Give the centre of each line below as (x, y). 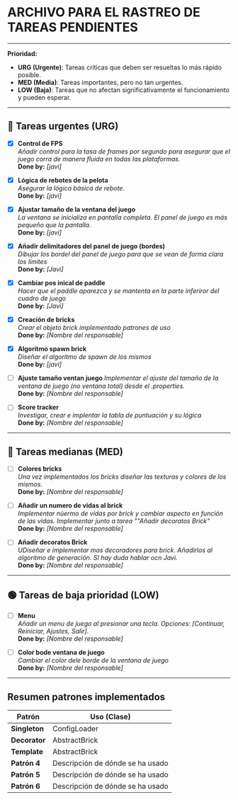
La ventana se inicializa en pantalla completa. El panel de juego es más (123, 217)
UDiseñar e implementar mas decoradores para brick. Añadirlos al (115, 550)
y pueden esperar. (44, 97)
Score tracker (38, 407)
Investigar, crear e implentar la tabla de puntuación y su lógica (109, 416)
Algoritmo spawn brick (52, 349)
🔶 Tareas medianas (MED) (66, 451)
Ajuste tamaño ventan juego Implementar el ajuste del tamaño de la (118, 378)
